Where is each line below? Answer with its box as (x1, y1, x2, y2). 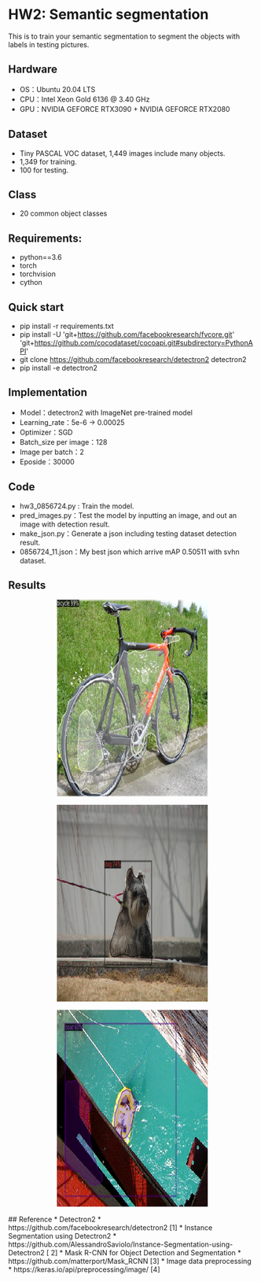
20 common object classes (19, 209, 108, 218)
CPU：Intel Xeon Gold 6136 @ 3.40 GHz (19, 94, 150, 104)
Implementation (8, 386, 88, 399)
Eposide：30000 (19, 456, 75, 466)
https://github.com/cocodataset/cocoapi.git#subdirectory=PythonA (34, 338, 253, 347)
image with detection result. (19, 519, 110, 529)
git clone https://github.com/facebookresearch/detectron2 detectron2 (19, 355, 247, 364)
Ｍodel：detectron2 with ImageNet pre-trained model (19, 408, 193, 417)
